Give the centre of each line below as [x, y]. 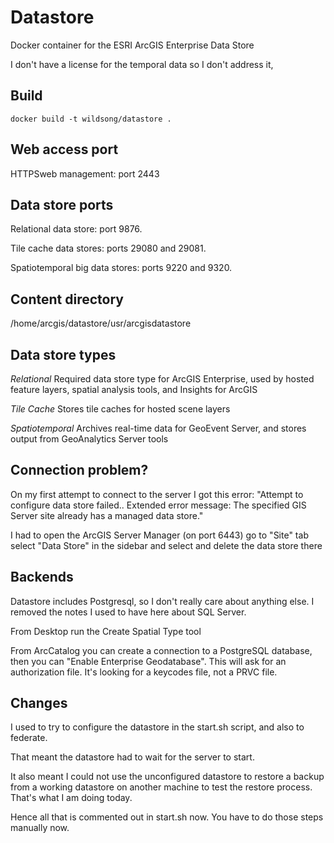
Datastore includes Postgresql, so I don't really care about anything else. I [162, 601]
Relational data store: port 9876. [76, 229]
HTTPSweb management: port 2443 [85, 173]
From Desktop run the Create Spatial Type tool [106, 631]
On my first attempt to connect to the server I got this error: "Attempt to [157, 494]
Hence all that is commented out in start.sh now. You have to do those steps [167, 817]
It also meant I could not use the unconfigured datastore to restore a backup [167, 777]
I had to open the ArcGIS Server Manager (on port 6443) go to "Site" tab [159, 535]
